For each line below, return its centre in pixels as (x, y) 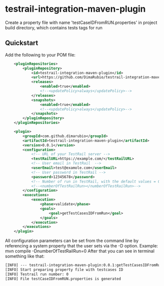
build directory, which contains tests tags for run (54, 27)
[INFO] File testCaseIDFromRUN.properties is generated (63, 279)
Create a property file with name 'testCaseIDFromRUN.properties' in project (81, 22)
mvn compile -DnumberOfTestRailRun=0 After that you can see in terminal (80, 251)
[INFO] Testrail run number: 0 (37, 274)
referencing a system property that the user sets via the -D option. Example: (82, 246)
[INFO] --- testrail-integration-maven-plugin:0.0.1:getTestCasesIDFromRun (84, 265)
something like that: (25, 256)
